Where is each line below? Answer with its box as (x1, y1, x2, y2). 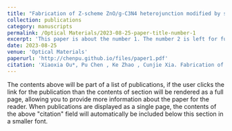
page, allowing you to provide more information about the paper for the (7, 94, 209, 103)
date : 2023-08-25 (7, 42, 57, 49)
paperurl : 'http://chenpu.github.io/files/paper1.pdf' (7, 55, 168, 62)
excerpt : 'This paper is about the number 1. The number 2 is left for (7, 36, 217, 43)
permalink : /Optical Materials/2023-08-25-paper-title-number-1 (7, 29, 196, 37)
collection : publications (7, 17, 81, 23)
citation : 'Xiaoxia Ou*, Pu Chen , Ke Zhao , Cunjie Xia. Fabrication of (7, 61, 224, 68)
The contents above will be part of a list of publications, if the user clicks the (7, 80, 224, 88)
